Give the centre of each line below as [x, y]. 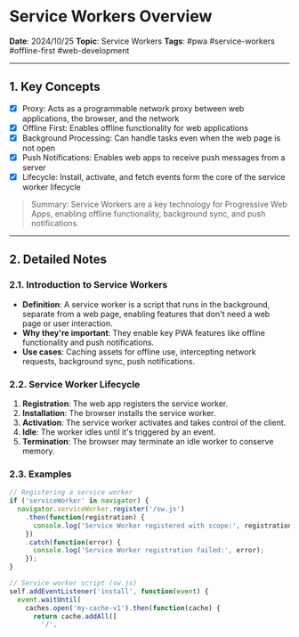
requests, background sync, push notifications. [109, 361]
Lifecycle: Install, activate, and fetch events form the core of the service [154, 177]
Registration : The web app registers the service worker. [125, 404]
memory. [38, 451]
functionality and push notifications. [88, 342]
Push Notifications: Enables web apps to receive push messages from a [154, 157]
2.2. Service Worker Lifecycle [75, 384]
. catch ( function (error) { [73, 542]
